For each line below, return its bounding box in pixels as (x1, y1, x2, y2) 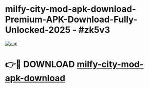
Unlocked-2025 (5, 25, 71, 35)
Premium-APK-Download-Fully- (5, 14, 138, 25)
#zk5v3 (78, 25, 110, 35)
